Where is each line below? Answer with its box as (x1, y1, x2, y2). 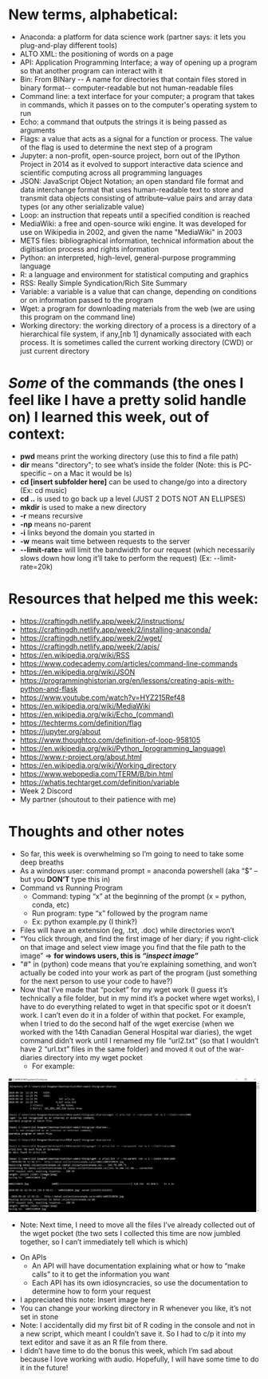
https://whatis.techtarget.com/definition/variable (19, 777, 179, 787)
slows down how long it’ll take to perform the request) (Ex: (19, 553, 212, 562)
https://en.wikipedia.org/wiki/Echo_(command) (19, 709, 174, 719)
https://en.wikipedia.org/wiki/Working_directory (19, 761, 177, 770)
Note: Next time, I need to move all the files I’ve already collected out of (19, 1220, 255, 1230)
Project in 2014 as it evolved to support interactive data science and (19, 159, 243, 169)
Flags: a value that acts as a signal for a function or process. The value (19, 133, 253, 143)
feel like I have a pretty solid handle (8, 391, 247, 409)
